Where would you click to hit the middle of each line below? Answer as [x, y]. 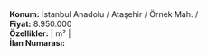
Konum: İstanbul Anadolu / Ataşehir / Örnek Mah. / [104, 14]
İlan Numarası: [38, 43]
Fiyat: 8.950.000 [41, 24]
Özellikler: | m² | [40, 33]
